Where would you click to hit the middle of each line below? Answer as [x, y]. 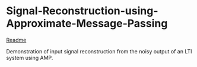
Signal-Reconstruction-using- [82, 11]
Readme [16, 40]
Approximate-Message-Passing [87, 23]
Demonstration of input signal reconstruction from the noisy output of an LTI [99, 51]
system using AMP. [30, 58]
